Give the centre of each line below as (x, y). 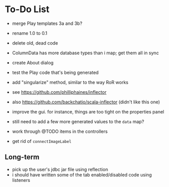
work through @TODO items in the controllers (60, 131)
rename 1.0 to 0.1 (30, 33)
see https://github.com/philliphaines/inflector (59, 92)
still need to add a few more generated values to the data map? (78, 121)
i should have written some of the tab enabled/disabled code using (82, 175)
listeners (21, 180)
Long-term (22, 157)
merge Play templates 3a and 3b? (47, 23)
